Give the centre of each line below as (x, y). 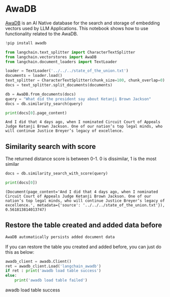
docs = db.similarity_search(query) (44, 104)
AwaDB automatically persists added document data (60, 237)
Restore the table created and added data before (84, 225)
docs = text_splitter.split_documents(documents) (59, 85)
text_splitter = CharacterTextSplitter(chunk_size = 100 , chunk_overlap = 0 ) (85, 80)
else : (11, 276)
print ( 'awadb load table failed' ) (51, 280)
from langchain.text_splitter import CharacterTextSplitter (70, 52)
